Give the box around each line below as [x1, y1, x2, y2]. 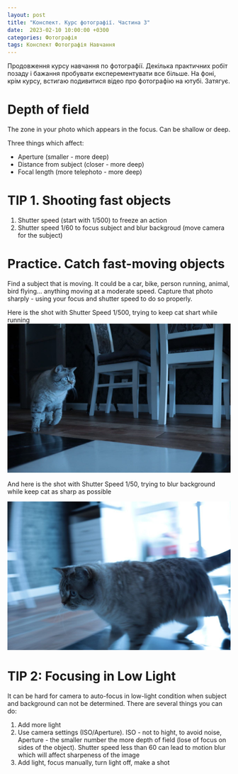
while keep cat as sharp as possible [7, 487, 112, 496]
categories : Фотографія [7, 34, 78, 41]
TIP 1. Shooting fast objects [7, 192, 171, 209]
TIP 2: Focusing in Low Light [7, 668, 176, 685]
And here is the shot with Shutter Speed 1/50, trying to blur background [7, 480, 216, 488]
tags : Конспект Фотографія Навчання [7, 41, 115, 49]
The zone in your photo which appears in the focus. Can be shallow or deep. [7, 125, 231, 134]
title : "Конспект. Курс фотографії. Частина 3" [7, 18, 151, 26]
